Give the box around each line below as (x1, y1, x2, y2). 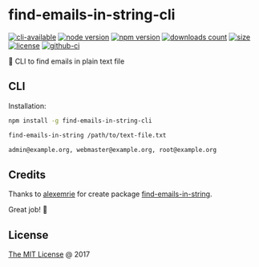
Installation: (8, 101, 47, 110)
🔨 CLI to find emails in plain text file (8, 56, 125, 66)
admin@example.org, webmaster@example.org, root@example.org (8, 146, 217, 154)
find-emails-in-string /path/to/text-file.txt (8, 131, 167, 139)
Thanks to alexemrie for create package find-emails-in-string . (8, 189, 212, 199)
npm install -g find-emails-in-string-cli (8, 117, 152, 125)
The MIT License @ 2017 (8, 249, 91, 259)
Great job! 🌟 (8, 205, 48, 215)
